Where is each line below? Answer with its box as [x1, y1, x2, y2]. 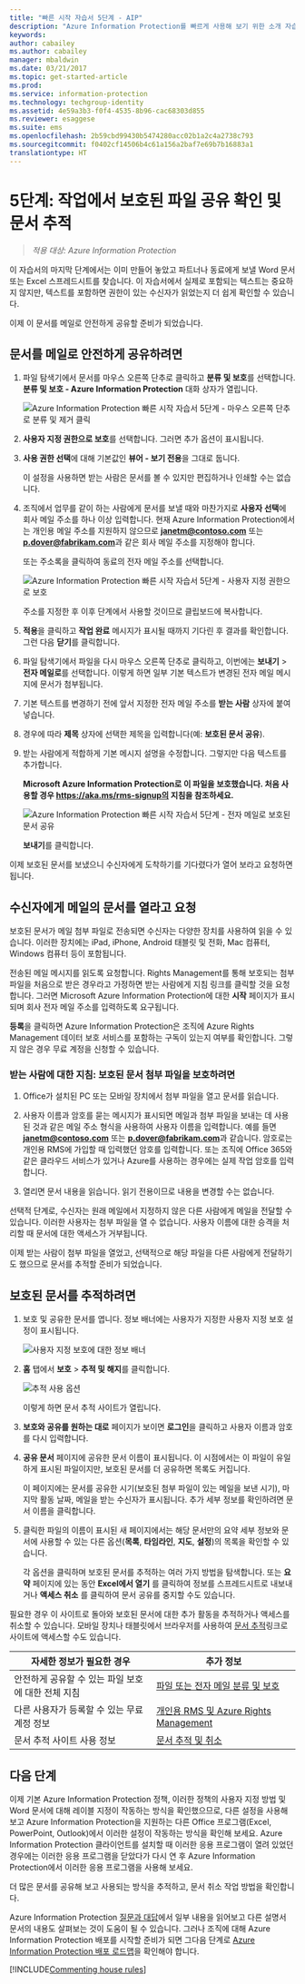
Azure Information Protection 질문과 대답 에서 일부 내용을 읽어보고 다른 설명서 [9, 1912, 287, 1923]
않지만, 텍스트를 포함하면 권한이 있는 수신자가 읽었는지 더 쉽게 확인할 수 [18, 287, 271, 298]
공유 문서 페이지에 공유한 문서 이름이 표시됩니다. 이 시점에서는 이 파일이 [22, 1452, 274, 1463]
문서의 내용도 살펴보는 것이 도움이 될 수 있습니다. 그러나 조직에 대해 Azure [9, 1923, 271, 1934]
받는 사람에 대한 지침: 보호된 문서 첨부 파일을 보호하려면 [9, 1069, 236, 1081]
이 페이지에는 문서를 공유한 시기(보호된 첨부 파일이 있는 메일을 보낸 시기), [22, 1483, 280, 1494]
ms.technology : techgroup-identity [9, 97, 144, 107]
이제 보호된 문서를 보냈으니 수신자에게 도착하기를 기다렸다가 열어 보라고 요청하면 [9, 859, 293, 870]
